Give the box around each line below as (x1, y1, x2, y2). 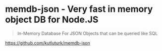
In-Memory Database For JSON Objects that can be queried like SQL (17, 30, 158, 36)
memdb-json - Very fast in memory (5, 3, 153, 15)
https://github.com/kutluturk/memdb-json (5, 40, 90, 46)
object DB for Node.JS (5, 14, 99, 25)
